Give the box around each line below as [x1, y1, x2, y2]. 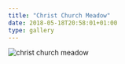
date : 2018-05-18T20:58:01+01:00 [8, 19, 118, 27]
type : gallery [8, 26, 55, 34]
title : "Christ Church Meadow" [8, 11, 111, 20]
